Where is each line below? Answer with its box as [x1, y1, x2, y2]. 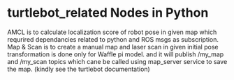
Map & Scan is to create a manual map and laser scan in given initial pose [7, 42, 219, 51]
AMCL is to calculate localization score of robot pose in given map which [7, 28, 217, 36]
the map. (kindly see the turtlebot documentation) [7, 65, 150, 73]
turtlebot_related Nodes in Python [7, 5, 209, 21]
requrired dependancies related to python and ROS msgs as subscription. [7, 35, 219, 43]
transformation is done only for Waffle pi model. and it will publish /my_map [7, 50, 224, 58]
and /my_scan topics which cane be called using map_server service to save [7, 57, 228, 65]
